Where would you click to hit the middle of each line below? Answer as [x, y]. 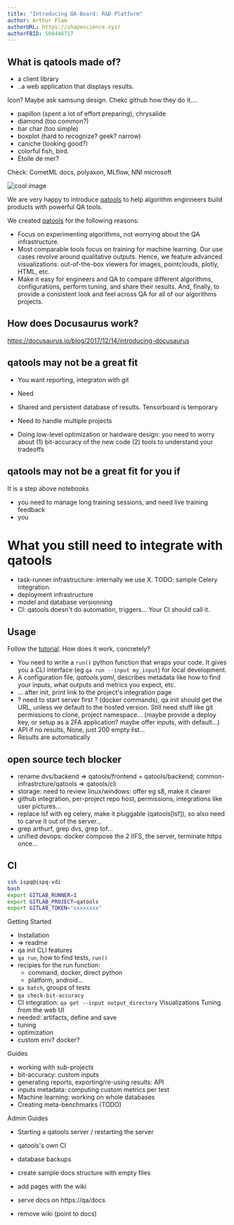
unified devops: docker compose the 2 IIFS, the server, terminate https [120, 836]
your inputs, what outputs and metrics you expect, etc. [96, 685]
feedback [31, 509]
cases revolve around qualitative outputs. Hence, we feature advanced [120, 257]
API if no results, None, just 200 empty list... [81, 730]
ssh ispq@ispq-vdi [34, 882]
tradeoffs [31, 449]
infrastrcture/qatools [47, 784]
